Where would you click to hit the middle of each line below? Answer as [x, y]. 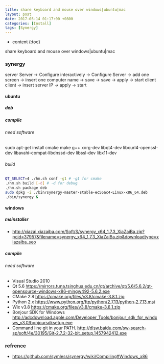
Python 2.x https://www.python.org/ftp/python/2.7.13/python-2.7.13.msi [83, 302]
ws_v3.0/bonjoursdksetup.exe [42, 322]
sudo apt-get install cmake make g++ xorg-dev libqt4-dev [64, 147]
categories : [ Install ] [28, 23]
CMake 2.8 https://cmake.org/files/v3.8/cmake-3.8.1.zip [68, 296]
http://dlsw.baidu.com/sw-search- [112, 328]
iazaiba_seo [24, 242]
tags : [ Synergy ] [22, 28]
